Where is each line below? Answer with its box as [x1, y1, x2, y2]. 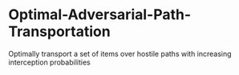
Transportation [8, 22, 111, 41]
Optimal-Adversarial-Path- [8, 6, 192, 24]
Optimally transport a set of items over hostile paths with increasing [8, 49, 232, 58]
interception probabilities [8, 57, 91, 67]
